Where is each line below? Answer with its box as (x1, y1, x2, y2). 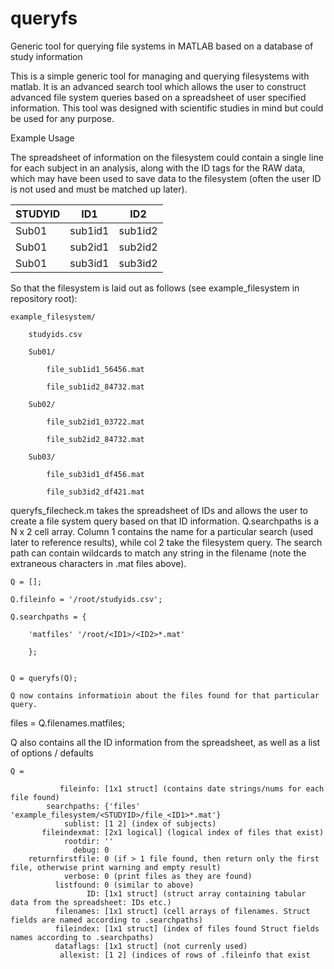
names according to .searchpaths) (10, 932, 155, 942)
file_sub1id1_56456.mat (46, 364, 145, 374)
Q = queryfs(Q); (10, 673, 78, 683)
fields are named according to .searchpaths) (10, 915, 203, 925)
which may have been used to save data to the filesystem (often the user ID (10, 172, 322, 184)
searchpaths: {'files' (46, 801, 141, 811)
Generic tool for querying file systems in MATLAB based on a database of (10, 40, 314, 52)
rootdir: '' (63, 836, 114, 846)
